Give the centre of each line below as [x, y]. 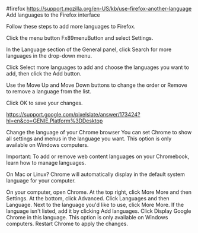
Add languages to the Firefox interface [53, 15]
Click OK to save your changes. [44, 103]
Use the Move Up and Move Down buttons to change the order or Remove [97, 85]
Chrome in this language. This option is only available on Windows [87, 217]
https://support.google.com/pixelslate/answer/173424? [73, 114]
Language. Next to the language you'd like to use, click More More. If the [95, 205]
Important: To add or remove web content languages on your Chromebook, [98, 156]
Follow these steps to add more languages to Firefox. [71, 26]
